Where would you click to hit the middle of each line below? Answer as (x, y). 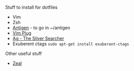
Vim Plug (22, 33)
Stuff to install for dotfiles (31, 7)
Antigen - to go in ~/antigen (41, 28)
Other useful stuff (23, 53)
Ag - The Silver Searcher (38, 38)
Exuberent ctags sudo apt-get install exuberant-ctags (71, 44)
